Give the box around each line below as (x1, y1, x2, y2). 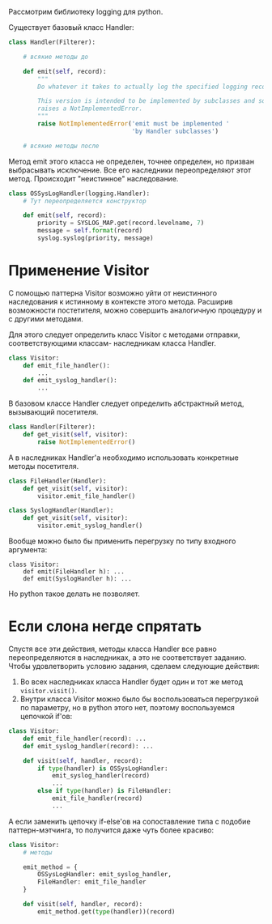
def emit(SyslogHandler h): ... (23, 575, 132, 583)
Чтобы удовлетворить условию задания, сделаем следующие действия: (8, 662, 261, 671)
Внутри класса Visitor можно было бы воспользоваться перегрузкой (19, 694, 259, 704)
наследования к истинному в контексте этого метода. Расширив (8, 296, 233, 306)
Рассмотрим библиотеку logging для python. (8, 7, 164, 16)
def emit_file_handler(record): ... (23, 735, 147, 743)
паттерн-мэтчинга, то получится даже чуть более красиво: (8, 825, 215, 835)
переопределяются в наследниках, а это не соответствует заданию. (8, 653, 247, 662)
